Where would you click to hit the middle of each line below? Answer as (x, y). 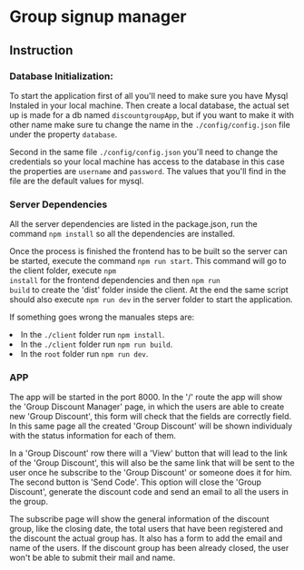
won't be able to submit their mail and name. (93, 558)
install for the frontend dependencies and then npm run (115, 280)
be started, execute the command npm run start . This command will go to (148, 261)
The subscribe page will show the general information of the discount (139, 519)
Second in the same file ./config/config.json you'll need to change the (144, 152)
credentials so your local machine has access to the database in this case (147, 162)
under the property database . (64, 134)
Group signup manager (98, 17)
